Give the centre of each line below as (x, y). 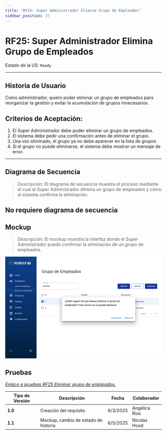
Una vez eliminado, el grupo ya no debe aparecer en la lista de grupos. (85, 141)
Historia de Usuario (36, 85)
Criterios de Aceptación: (44, 119)
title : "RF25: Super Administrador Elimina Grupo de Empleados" (73, 10)
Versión (22, 401)
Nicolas (140, 420)
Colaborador (146, 398)
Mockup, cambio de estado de (72, 420)
